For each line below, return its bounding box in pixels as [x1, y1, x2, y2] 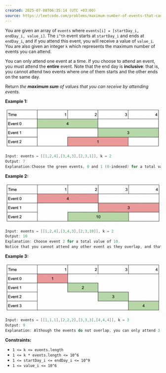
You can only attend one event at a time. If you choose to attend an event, [5, 58, 156, 64]
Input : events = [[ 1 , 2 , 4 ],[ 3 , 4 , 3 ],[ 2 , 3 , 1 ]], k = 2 [5, 153, 112, 158]
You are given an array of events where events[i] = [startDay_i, [5, 27, 139, 33]
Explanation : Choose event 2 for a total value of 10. [5, 239, 121, 244]
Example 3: [5, 253, 29, 259]
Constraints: [5, 337, 32, 343]
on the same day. [5, 74, 41, 80]
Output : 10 [5, 234, 28, 239]
